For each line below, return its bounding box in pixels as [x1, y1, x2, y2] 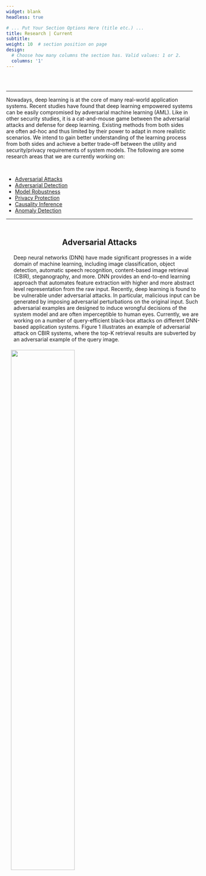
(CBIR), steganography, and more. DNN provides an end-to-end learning [14, 273, 191, 280]
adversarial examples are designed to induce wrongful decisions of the [14, 304, 187, 311]
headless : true [6, 14, 44, 20]
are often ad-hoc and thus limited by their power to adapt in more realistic [6, 127, 186, 135]
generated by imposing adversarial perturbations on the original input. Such [14, 298, 198, 305]
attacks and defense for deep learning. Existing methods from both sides [6, 121, 185, 128]
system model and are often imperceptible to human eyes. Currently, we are [14, 311, 199, 318]
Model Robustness [14, 188, 61, 195]
